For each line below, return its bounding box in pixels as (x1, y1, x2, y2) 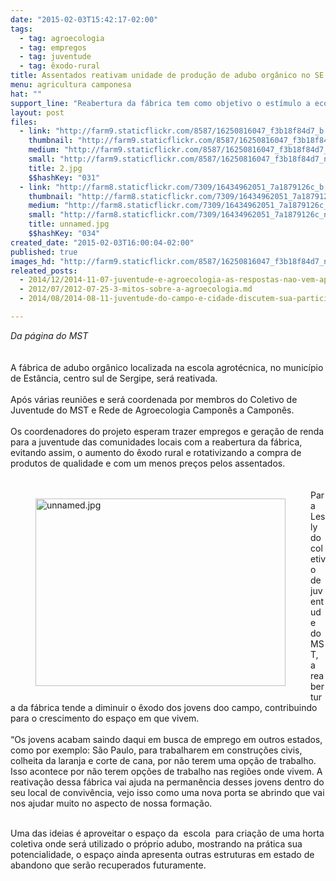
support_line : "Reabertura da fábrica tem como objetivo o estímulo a (10, 98, 311, 108)
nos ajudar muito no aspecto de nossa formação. (10, 797, 213, 809)
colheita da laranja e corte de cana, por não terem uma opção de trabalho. (10, 754, 317, 766)
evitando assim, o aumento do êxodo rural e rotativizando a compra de (10, 446, 302, 458)
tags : (10, 24, 33, 34)
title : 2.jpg (28, 163, 83, 173)
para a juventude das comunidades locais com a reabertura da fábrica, (10, 436, 303, 448)
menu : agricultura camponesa (10, 80, 132, 90)
